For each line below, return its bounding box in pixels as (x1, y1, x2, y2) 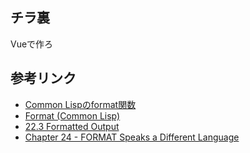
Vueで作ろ (10, 38, 54, 50)
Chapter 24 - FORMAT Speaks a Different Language (24, 131, 240, 143)
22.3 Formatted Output (24, 120, 120, 132)
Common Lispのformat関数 (24, 98, 137, 110)
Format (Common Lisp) (24, 109, 121, 122)
